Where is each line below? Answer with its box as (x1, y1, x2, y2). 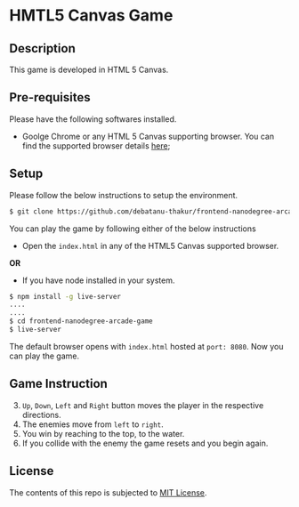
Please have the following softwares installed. (9, 113, 177, 125)
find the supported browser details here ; (21, 140, 171, 151)
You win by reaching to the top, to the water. (21, 428, 185, 439)
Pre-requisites (9, 90, 91, 105)
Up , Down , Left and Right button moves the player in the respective (21, 399, 264, 410)
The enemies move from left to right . (21, 419, 165, 430)
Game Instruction (9, 376, 109, 391)
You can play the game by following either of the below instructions (9, 223, 256, 234)
